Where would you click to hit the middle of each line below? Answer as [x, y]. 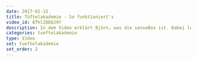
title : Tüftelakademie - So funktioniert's [60, 17]
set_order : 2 [22, 49]
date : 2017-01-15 [27, 11]
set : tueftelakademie [33, 44]
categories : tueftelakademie [42, 33]
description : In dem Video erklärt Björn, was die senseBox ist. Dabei [95, 28]
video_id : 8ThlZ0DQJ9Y [34, 22]
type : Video [21, 38]
